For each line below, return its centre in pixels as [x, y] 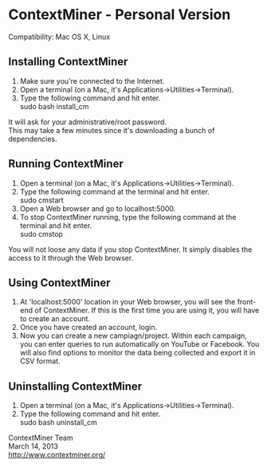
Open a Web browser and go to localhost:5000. [98, 208]
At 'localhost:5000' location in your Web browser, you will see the [128, 302]
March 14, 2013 [33, 446]
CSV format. [40, 361]
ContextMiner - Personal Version [120, 15]
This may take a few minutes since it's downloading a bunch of [112, 130]
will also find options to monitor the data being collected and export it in [137, 353]
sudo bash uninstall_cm [59, 422]
